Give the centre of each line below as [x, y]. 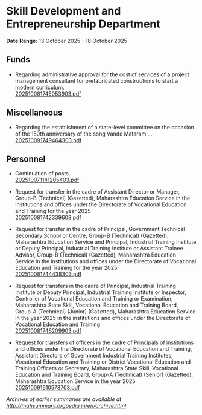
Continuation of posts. [43, 174]
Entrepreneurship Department [84, 24]
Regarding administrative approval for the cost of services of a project [102, 74]
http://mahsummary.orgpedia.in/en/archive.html [66, 406]
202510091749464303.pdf [48, 140]
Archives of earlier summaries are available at [64, 399]
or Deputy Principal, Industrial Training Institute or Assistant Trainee [99, 249]
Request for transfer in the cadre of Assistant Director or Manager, [97, 192]
